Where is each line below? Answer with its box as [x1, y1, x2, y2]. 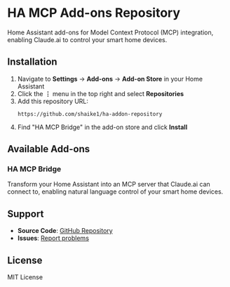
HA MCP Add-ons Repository [7, 5, 181, 21]
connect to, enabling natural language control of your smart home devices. [7, 187, 224, 196]
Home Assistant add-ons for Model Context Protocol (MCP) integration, [7, 28, 214, 36]
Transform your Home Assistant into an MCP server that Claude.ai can [7, 180, 210, 189]
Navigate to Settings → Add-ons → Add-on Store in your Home [17, 74, 203, 83]
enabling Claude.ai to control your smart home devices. [7, 35, 168, 44]
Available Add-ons [7, 143, 90, 155]
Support [7, 208, 44, 220]
